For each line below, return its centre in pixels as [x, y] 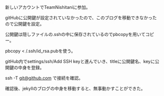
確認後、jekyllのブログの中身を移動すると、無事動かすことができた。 [75, 88]
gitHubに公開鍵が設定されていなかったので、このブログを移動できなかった [81, 18]
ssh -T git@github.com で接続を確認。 [44, 78]
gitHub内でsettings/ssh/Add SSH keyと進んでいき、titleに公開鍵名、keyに [80, 61]
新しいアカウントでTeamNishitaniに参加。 [48, 7]
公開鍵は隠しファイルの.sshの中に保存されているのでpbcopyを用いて [75, 34]
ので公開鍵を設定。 [25, 24]
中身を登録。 [31, 67]
